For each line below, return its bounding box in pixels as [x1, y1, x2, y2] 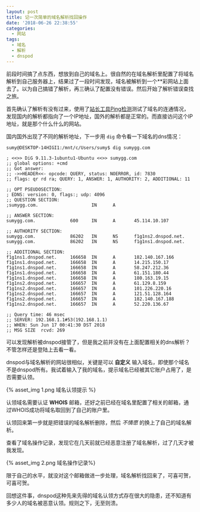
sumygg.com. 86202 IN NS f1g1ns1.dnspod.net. [6, 238, 185, 244]
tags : [6, 36, 20, 42]
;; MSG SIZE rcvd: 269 [6, 327, 65, 333]
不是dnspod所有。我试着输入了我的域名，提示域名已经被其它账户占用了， [6, 366, 186, 373]
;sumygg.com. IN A [6, 202, 116, 208]
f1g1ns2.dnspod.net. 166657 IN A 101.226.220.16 [6, 286, 171, 291]
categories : [6, 25, 36, 32]
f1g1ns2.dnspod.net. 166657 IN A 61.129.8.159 [6, 280, 167, 286]
